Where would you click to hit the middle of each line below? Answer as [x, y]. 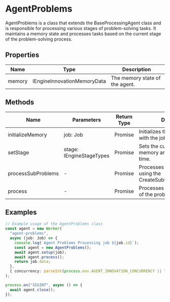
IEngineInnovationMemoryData [69, 81]
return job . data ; [33, 262]
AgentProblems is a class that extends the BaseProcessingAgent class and [83, 23]
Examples [21, 212]
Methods [20, 102]
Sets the [148, 146]
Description [137, 69]
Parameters [87, 120]
